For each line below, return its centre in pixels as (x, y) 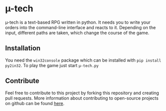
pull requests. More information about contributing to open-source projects (82, 98)
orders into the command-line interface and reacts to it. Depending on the (81, 27)
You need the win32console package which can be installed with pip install (83, 60)
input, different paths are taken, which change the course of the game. (77, 33)
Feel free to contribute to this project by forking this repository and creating (82, 93)
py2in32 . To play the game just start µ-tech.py (52, 65)
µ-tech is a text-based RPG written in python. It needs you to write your (78, 22)
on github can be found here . (35, 103)
